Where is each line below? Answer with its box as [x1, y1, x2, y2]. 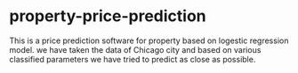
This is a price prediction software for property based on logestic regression [9, 35, 289, 46]
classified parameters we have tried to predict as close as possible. [9, 54, 256, 64]
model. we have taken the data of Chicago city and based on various [9, 44, 262, 55]
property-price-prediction [9, 6, 206, 26]
